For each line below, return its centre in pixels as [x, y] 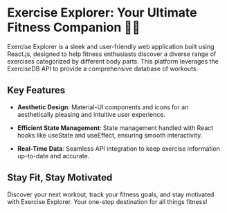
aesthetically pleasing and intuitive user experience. [91, 114]
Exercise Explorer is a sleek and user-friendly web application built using [111, 46]
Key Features [36, 90]
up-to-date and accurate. [53, 156]
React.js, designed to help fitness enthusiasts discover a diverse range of [112, 54]
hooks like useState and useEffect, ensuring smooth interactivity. [110, 135]
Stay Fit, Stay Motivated [60, 178]
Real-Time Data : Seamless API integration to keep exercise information [118, 148]
